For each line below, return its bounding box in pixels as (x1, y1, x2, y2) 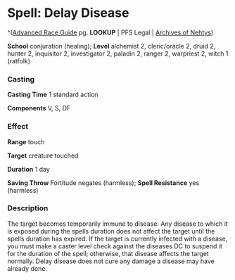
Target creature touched (7, 151, 79, 160)
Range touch (7, 137, 45, 146)
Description (7, 203, 49, 213)
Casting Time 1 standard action (7, 90, 99, 99)
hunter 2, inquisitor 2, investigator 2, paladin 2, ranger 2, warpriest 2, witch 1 (7, 49, 229, 58)
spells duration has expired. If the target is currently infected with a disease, (7, 234, 228, 243)
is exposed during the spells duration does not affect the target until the (7, 227, 215, 235)
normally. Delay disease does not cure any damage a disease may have (7, 257, 215, 265)
